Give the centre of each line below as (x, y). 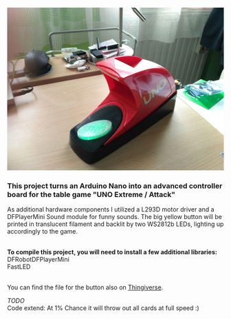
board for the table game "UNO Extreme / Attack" (91, 194)
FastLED (19, 267)
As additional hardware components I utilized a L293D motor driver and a (111, 209)
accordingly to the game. (43, 231)
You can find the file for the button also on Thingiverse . (85, 287)
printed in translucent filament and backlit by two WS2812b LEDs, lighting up (115, 224)
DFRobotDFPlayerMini (38, 260)
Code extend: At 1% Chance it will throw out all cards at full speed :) (103, 308)
